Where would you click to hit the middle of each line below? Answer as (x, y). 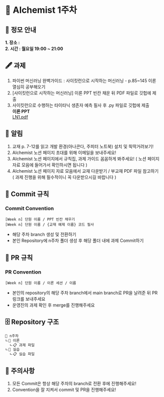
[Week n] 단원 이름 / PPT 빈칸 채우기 (40, 219)
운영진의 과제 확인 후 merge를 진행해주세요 (53, 305)
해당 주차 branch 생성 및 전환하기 (44, 235)
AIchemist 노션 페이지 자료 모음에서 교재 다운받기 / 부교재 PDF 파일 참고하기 (85, 171)
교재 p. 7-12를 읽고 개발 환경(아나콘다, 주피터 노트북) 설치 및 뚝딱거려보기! (83, 146)
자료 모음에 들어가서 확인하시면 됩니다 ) (50, 165)
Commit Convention (29, 208)
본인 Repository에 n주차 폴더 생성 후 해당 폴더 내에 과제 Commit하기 (78, 241)
